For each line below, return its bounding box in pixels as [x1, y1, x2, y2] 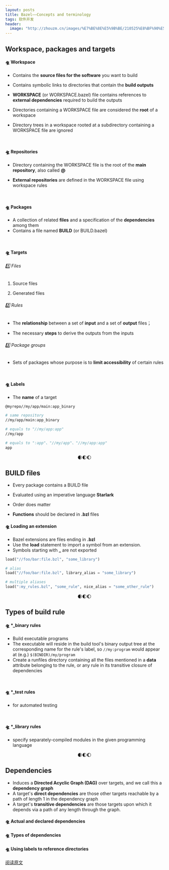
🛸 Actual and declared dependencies [5, 818, 86, 824]
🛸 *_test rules [5, 689, 35, 695]
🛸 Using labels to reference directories [5, 846, 89, 852]
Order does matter [12, 502, 51, 508]
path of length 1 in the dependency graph [12, 796, 98, 802]
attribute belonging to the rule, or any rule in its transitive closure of [12, 662, 152, 668]
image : [10, 26, 24, 31]
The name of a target [12, 394, 57, 400]
